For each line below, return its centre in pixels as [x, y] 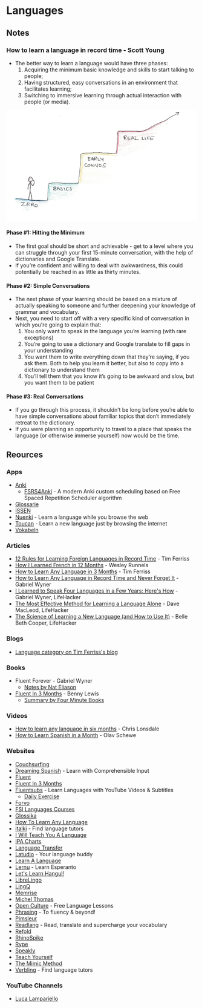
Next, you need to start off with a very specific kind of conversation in [102, 319]
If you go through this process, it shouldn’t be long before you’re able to [105, 410]
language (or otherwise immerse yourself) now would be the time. [97, 435]
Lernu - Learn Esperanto [46, 867]
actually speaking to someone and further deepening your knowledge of [105, 305]
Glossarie [27, 504]
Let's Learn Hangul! [40, 873]
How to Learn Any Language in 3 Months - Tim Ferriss [83, 571]
